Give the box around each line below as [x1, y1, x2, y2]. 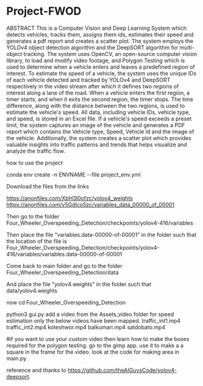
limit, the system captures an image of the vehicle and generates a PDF [6, 121, 186, 128]
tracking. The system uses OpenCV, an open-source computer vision [23, 50, 198, 57]
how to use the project [6, 159, 63, 166]
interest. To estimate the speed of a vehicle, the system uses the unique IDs [6, 69, 197, 77]
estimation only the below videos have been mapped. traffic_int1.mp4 [6, 317, 181, 324]
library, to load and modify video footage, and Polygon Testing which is [6, 57, 185, 64]
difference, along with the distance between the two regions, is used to [6, 102, 185, 109]
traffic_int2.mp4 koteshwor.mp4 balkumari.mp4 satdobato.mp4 [6, 323, 166, 331]
